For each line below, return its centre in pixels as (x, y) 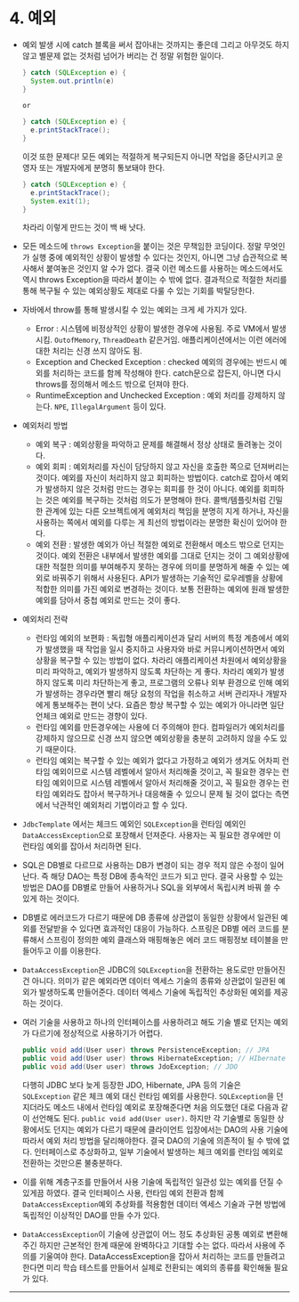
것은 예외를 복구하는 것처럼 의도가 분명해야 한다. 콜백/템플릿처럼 (156, 500)
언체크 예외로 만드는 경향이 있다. (91, 716)
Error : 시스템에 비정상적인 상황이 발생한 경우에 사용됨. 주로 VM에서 (153, 329)
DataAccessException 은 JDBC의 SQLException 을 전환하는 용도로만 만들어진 (154, 970)
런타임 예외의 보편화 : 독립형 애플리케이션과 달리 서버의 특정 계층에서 (154, 639)
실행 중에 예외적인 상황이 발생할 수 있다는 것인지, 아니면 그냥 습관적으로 (155, 257)
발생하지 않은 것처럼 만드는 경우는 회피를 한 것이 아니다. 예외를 (153, 489)
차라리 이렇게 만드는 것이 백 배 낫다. (84, 227)
